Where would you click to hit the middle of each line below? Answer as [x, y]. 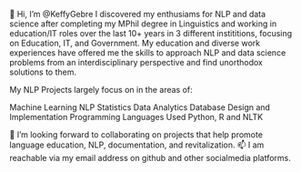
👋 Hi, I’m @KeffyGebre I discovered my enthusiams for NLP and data [138, 14]
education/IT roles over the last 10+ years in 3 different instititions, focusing [151, 33]
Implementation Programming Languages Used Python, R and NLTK [136, 117]
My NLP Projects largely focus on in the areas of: [101, 90]
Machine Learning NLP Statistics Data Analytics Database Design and [140, 107]
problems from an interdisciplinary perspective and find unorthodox [136, 62]
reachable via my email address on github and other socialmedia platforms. [150, 158]
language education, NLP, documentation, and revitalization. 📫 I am [137, 145]
